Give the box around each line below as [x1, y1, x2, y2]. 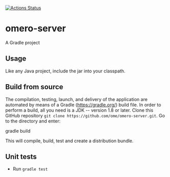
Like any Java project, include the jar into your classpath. [5, 68, 125, 74]
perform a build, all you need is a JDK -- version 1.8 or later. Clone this [5, 107, 154, 113]
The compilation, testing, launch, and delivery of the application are [5, 96, 147, 102]
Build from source [5, 83, 63, 91]
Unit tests [5, 152, 37, 161]
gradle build [5, 128, 31, 134]
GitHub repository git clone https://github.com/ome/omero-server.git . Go [5, 112, 165, 118]
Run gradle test [12, 166, 48, 172]
